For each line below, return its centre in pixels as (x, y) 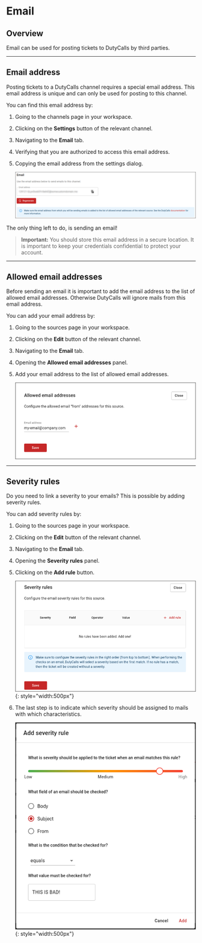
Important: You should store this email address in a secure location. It (107, 239)
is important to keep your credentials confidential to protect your (101, 246)
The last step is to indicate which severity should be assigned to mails (101, 708)
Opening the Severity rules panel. (57, 561)
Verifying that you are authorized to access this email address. (92, 151)
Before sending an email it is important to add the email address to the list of (101, 291)
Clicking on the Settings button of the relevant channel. (84, 128)
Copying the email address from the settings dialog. (79, 163)
